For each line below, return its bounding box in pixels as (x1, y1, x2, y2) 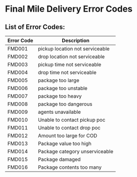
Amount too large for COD (38, 132, 97, 139)
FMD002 (7, 53, 28, 60)
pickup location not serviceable (38, 45, 110, 52)
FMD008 (7, 101, 28, 107)
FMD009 (7, 108, 28, 115)
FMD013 (7, 140, 28, 147)
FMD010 (7, 117, 28, 123)
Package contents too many (38, 164, 102, 171)
